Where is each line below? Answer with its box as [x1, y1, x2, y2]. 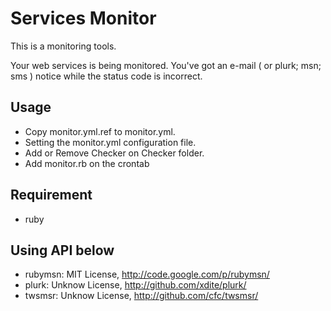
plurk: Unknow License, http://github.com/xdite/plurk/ [24, 279, 247, 291]
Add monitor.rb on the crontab [24, 157, 150, 169]
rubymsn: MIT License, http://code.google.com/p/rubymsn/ [24, 268, 270, 281]
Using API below [10, 242, 115, 259]
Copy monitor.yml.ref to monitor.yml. [24, 125, 176, 137]
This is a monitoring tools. [10, 40, 117, 52]
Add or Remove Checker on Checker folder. [24, 147, 205, 159]
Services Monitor [10, 7, 157, 30]
